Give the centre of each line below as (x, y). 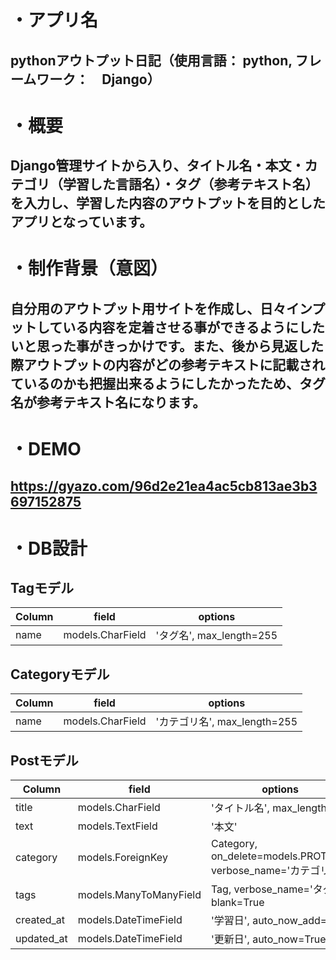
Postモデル (44, 760)
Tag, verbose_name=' (261, 889)
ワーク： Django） (98, 79)
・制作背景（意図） (89, 268)
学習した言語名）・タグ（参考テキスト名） (190, 184)
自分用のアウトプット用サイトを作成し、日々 (148, 308)
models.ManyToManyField (139, 894)
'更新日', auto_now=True (268, 939)
